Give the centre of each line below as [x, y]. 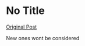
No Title [26, 11]
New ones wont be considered [43, 38]
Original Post [22, 27]
